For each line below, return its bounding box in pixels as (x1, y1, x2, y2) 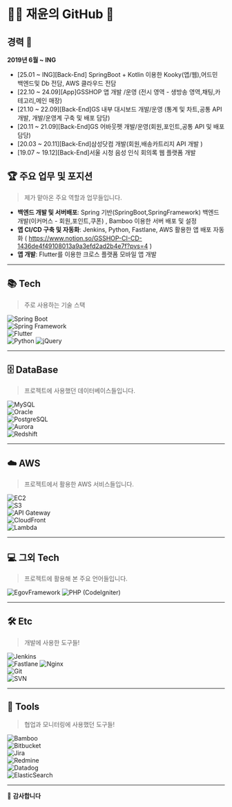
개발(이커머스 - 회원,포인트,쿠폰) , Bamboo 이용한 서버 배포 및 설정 (17, 216, 197, 225)
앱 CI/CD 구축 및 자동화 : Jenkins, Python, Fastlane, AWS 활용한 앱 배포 (17, 225, 212, 233)
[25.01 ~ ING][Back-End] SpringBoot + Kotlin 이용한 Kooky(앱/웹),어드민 (17, 71, 218, 78)
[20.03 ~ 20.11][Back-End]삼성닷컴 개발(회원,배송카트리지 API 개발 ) (17, 140, 203, 148)
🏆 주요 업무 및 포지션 (7, 170, 93, 182)
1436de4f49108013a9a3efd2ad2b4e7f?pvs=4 (17, 242, 148, 250)
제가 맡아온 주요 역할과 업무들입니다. (23, 193, 122, 202)
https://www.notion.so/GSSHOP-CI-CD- (28, 233, 143, 242)
